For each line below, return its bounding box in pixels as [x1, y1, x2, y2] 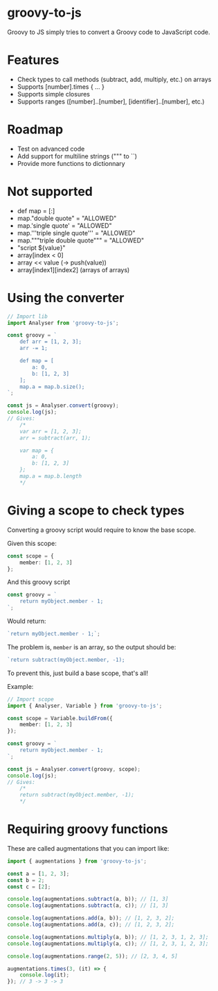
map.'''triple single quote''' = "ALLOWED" [17, 228, 136, 237]
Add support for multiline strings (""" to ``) [17, 151, 137, 160]
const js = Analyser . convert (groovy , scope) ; [7, 765, 140, 772]
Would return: [7, 617, 46, 625]
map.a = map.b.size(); [19, 383, 85, 390]
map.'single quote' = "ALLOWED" [17, 221, 112, 230]
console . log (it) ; [19, 972, 70, 978]
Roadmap [7, 122, 64, 138]
